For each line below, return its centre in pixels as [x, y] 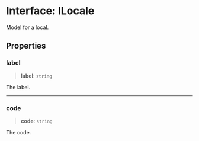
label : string [36, 76]
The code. [19, 132]
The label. [18, 87]
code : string [36, 121]
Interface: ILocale [50, 11]
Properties [26, 46]
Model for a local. [28, 27]
